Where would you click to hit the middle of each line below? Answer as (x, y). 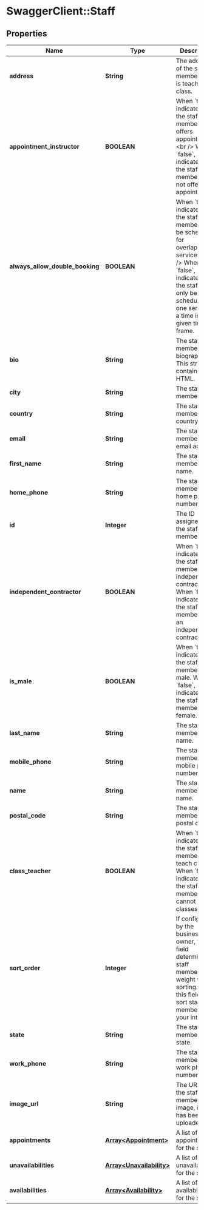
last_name (25, 733)
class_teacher (30, 871)
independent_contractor (45, 592)
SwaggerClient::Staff (61, 11)
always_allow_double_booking (54, 266)
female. (186, 715)
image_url (24, 1104)
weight (185, 979)
